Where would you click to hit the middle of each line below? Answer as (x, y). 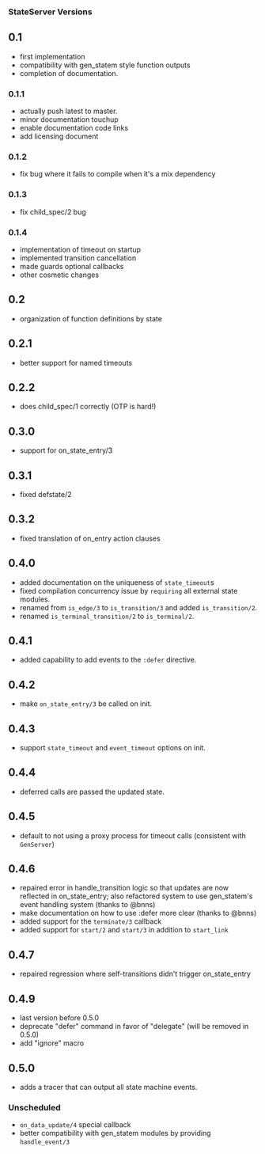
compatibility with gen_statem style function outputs (105, 65)
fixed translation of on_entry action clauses (90, 538)
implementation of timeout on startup (80, 249)
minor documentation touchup (69, 120)
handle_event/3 (45, 1142)
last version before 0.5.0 (59, 1018)
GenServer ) (37, 844)
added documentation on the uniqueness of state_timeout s (117, 582)
